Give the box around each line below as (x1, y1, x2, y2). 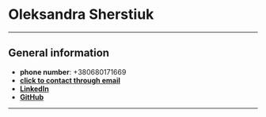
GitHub (19, 92, 44, 101)
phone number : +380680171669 (19, 67, 127, 76)
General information (8, 46, 109, 60)
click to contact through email (19, 75, 120, 85)
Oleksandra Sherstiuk (8, 5, 154, 24)
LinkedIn (19, 84, 49, 93)
